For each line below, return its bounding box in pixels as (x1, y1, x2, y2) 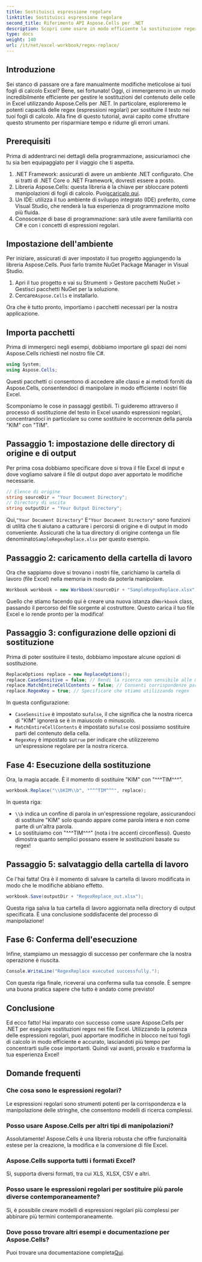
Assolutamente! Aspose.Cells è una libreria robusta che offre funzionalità (6, 1135, 187, 1142)
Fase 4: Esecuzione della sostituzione (6, 760, 151, 770)
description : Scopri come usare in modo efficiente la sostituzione (6, 25, 182, 32)
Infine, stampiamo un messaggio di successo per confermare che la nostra (6, 951, 192, 958)
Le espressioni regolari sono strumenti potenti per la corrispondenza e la (6, 1100, 186, 1107)
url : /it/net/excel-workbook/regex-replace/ (6, 43, 120, 49)
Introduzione (6, 64, 56, 75)
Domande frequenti (6, 1068, 81, 1079)
